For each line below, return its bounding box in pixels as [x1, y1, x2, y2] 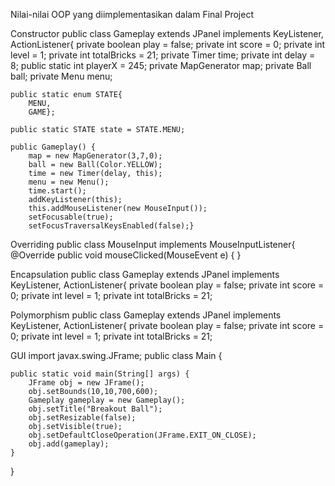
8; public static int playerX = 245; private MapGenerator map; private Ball [10, 60, 312, 71]
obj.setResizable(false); [28, 413, 137, 423]
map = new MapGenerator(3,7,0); [28, 151, 163, 161]
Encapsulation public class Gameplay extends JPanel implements [10, 269, 280, 280]
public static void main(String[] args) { [10, 369, 190, 379]
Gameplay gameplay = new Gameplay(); [28, 395, 186, 405]
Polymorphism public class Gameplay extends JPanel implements [10, 309, 282, 321]
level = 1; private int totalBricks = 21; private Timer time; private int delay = [10, 49, 316, 61]
